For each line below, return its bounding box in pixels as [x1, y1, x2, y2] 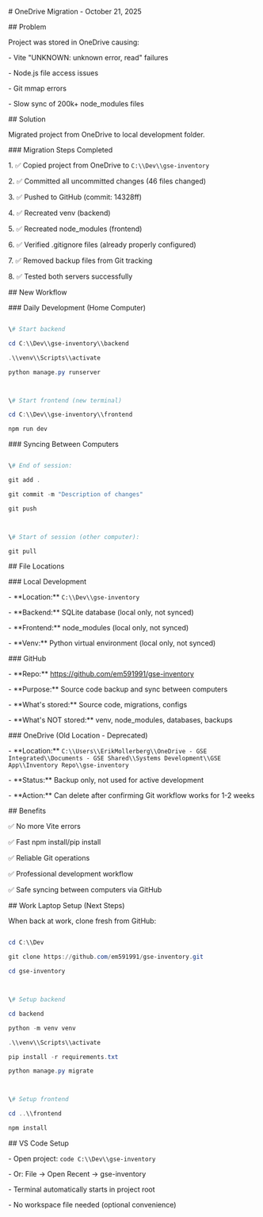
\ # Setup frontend [8, 1096, 69, 1103]
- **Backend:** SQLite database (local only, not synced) [8, 607, 194, 618]
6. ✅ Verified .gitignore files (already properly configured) [8, 240, 196, 249]
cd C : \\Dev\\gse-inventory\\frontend [8, 410, 133, 419]
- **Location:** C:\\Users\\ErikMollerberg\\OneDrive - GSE [8, 746, 208, 756]
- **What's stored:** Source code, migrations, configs [8, 700, 188, 710]
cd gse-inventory [8, 968, 66, 976]
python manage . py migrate [8, 1067, 93, 1075]
